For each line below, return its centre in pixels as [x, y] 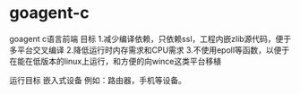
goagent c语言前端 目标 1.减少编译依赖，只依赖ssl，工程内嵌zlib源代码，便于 [150, 38]
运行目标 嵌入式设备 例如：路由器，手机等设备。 [98, 80]
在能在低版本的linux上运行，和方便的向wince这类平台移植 [116, 61]
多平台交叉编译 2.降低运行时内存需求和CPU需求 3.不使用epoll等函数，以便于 [150, 50]
